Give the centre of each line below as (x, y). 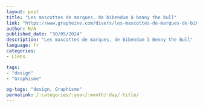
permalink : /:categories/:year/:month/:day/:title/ (72, 95)
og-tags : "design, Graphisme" (44, 90)
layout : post (23, 12)
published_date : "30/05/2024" (44, 34)
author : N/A (21, 29)
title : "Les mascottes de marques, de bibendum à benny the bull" (92, 17)
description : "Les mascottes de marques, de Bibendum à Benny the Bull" (100, 40)
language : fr (23, 46)
